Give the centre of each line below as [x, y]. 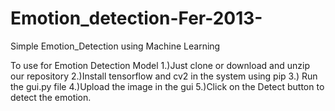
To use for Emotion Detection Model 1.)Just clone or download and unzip [160, 65]
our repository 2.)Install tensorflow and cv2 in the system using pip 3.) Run [164, 76]
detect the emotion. [51, 97]
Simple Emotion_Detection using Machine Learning [115, 46]
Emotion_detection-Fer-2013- [136, 18]
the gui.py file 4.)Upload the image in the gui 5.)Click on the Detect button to [167, 86]
